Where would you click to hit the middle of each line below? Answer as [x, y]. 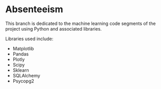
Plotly [19, 59]
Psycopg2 [23, 81]
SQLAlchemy [26, 75]
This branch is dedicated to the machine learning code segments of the [80, 23]
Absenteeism [34, 9]
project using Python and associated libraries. [54, 28]
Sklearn [21, 70]
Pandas [21, 54]
